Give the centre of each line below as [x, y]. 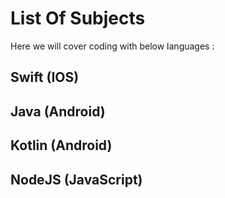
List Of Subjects [78, 18]
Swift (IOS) [45, 77]
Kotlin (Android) [61, 145]
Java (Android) [58, 111]
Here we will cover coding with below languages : [112, 46]
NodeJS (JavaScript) [76, 179]
